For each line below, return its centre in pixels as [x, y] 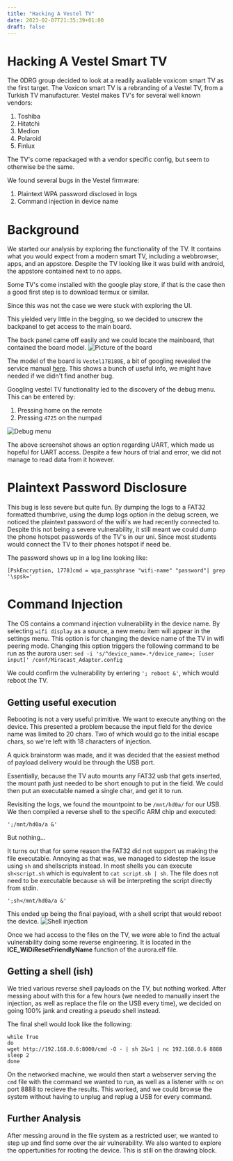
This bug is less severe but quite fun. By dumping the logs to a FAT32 [107, 508]
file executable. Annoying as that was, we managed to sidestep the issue [111, 858]
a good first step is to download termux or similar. [78, 292]
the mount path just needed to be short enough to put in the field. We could [115, 783]
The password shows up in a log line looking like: [78, 558]
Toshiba [29, 117]
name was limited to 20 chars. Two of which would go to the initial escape [113, 734]
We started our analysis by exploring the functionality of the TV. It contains [114, 249]
